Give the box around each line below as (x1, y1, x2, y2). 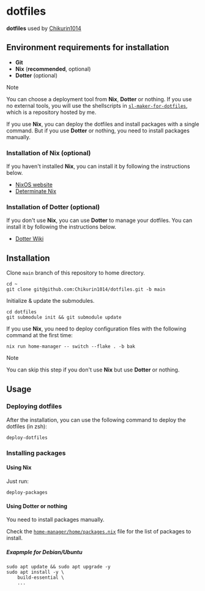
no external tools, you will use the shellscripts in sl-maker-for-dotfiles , (6, 102, 188, 109)
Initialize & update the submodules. (6, 297, 95, 305)
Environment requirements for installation (6, 42, 170, 53)
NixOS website (15, 181, 53, 188)
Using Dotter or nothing (6, 502, 67, 509)
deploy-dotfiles (6, 434, 48, 441)
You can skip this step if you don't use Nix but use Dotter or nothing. (6, 366, 180, 373)
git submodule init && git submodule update (6, 315, 122, 321)
